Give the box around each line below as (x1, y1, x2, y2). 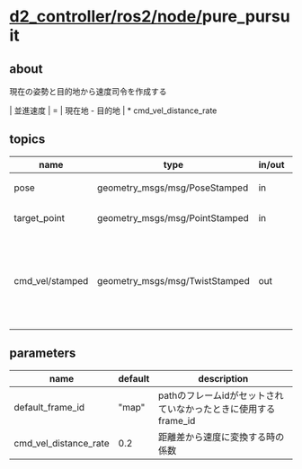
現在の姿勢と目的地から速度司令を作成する (9, 86, 167, 96)
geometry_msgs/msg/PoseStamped (97, 181, 249, 194)
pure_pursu (201, 6, 290, 27)
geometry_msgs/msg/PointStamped (97, 211, 249, 224)
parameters (9, 346, 76, 361)
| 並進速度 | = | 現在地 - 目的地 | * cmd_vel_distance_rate (9, 105, 218, 116)
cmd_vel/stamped (13, 274, 89, 287)
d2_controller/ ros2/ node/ (9, 6, 202, 27)
